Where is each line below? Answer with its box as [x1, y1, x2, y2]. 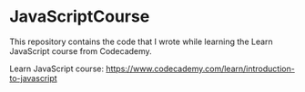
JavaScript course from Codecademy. [9, 45, 152, 56]
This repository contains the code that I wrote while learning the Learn [9, 36, 273, 47]
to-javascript [9, 72, 57, 83]
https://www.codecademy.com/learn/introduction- [106, 63, 296, 74]
